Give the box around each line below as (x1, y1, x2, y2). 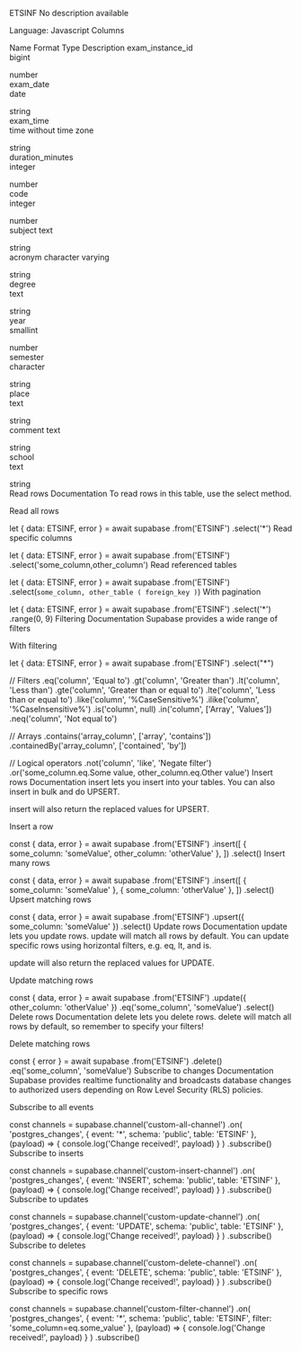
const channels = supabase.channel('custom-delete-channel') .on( (9, 1258, 258, 1267)
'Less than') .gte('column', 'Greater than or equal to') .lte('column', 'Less (9, 684, 276, 695)
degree (9, 278, 36, 289)
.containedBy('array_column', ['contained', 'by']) (9, 740, 187, 751)
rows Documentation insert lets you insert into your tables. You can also (9, 777, 276, 787)
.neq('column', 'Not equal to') (9, 713, 118, 724)
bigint (9, 52, 31, 62)
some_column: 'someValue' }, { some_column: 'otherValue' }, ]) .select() (9, 885, 275, 895)
